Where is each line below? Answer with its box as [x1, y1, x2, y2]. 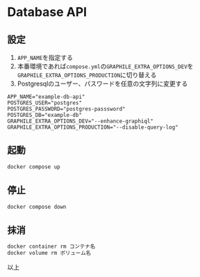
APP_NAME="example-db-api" [7, 93, 85, 100]
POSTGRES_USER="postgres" [7, 100, 82, 106]
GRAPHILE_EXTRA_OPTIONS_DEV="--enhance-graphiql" [7, 118, 154, 125]
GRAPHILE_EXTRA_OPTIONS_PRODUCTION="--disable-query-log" [7, 124, 178, 131]
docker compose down [7, 203, 67, 210]
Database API [7, 4, 87, 20]
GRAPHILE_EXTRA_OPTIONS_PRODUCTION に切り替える [17, 71, 157, 79]
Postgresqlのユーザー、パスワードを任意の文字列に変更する [17, 79, 188, 88]
